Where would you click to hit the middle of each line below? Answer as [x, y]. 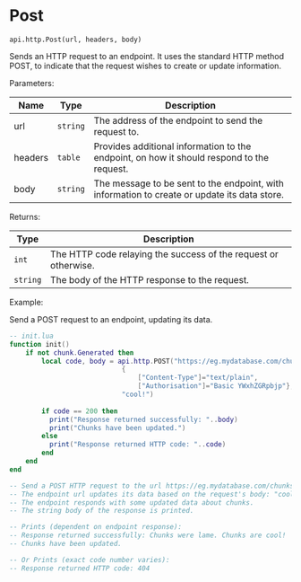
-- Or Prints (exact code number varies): [90, 560]
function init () [39, 344]
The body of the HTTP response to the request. [150, 279]
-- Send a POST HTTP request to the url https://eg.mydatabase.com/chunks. [154, 486]
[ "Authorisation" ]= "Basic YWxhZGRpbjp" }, [216, 386]
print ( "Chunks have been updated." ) [117, 428]
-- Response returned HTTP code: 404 [80, 568]
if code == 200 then [80, 411]
